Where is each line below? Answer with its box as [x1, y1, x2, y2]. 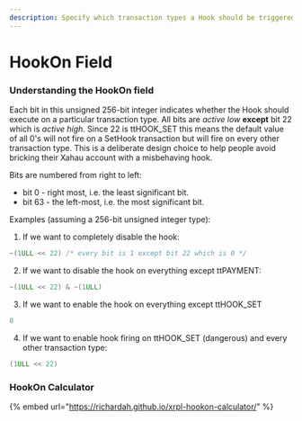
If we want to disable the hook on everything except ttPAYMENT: [22, 264, 262, 275]
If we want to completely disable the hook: [22, 231, 180, 243]
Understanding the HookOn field [9, 84, 155, 96]
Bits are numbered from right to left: [9, 170, 142, 181]
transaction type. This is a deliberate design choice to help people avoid [9, 143, 277, 154]
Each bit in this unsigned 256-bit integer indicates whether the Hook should [9, 104, 289, 115]
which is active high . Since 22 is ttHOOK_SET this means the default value [9, 123, 285, 135]
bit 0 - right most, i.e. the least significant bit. [22, 187, 190, 198]
